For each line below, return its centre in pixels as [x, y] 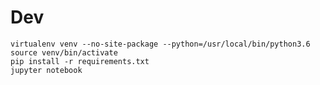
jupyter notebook [46, 70]
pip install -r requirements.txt [80, 61]
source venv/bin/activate [64, 52]
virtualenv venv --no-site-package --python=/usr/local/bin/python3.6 [160, 44]
